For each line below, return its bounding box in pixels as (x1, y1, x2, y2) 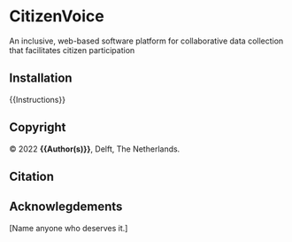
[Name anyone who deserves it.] (9, 222, 128, 233)
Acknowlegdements (9, 199, 123, 215)
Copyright (9, 120, 66, 135)
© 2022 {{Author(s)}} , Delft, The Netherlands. (9, 144, 181, 154)
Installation (9, 71, 73, 86)
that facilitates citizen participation (9, 44, 135, 55)
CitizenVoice (9, 6, 104, 27)
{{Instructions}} (9, 94, 66, 105)
